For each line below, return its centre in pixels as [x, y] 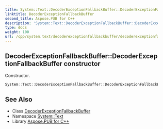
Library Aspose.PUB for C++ [41, 121]
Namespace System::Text [38, 116]
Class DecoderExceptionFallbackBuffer [51, 111]
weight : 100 [17, 32]
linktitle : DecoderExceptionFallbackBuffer [50, 14]
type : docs [16, 28]
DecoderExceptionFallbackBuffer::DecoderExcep [81, 56]
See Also [19, 99]
